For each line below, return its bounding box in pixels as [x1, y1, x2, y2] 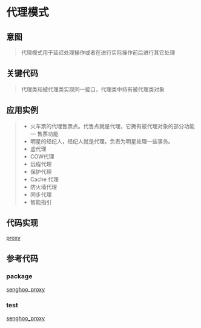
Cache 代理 [30, 176, 59, 183]
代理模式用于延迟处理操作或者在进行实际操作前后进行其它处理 [21, 49, 176, 56]
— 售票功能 [30, 130, 59, 137]
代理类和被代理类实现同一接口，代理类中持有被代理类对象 [21, 86, 165, 93]
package [6, 272, 33, 280]
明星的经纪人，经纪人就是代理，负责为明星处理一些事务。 [30, 137, 174, 145]
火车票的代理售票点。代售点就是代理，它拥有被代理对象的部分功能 [30, 122, 195, 129]
